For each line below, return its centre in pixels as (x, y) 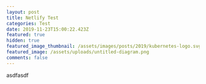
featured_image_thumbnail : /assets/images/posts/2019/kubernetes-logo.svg (104, 47)
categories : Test (29, 23)
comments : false (27, 58)
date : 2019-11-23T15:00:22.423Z (48, 29)
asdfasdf (17, 75)
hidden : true (23, 40)
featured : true (26, 35)
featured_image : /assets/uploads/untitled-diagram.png (78, 52)
